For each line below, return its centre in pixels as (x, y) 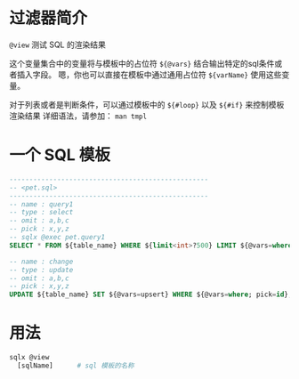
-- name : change (41, 262)
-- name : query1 (41, 204)
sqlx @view (29, 358)
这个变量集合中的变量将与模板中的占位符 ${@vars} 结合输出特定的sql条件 (142, 63)
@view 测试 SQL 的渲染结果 (58, 44)
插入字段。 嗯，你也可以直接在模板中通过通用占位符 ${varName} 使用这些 (149, 74)
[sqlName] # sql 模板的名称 (76, 366)
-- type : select (41, 213)
